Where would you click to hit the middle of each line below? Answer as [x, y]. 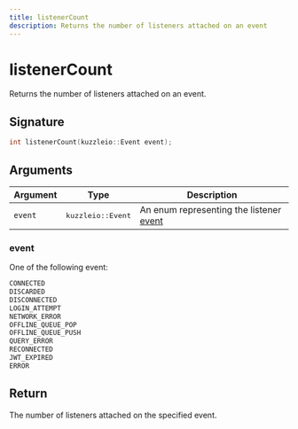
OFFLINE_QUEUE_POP [43, 324]
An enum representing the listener [211, 210]
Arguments [41, 170]
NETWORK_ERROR [35, 316]
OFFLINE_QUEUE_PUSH [45, 333]
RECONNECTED [31, 350]
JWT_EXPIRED [31, 358]
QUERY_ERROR [31, 341]
